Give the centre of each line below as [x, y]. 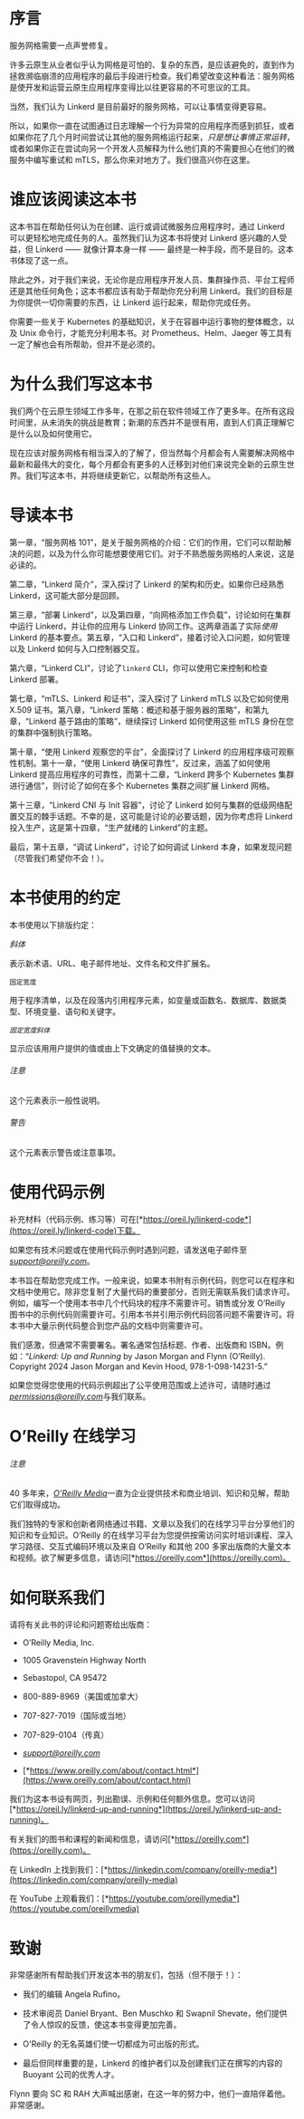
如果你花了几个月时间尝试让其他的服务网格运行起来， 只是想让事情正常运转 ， [152, 137]
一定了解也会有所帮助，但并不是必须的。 [85, 344]
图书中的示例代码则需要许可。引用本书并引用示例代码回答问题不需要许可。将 [152, 1315]
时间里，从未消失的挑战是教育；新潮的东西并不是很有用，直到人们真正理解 [148, 422]
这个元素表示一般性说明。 [57, 1100]
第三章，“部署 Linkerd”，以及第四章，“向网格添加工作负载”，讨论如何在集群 [150, 614]
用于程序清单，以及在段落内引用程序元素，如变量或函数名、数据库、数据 [144, 1000]
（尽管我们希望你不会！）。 [59, 858]
